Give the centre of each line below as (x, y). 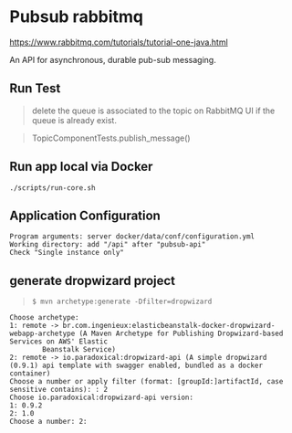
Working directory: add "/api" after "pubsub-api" (108, 245)
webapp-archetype (42, 334)
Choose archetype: (44, 318)
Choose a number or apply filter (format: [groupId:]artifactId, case (146, 382)
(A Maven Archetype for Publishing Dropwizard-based (181, 334)
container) (30, 374)
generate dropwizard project (93, 280)
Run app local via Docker (81, 167)
